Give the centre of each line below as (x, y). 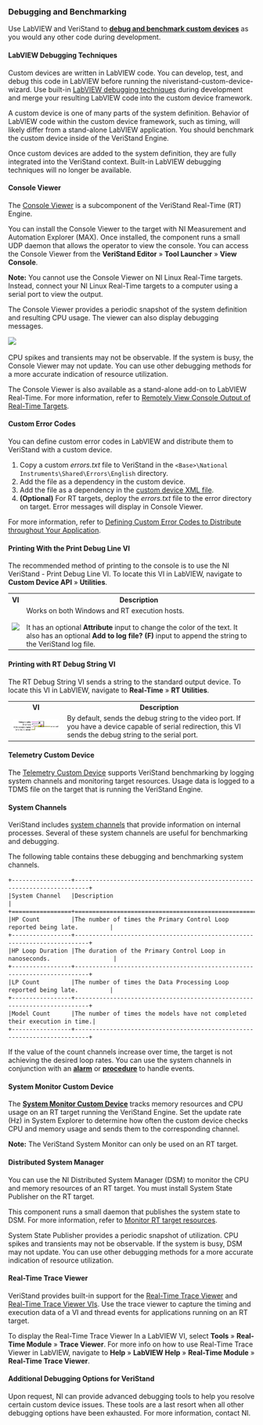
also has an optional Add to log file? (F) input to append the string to (137, 635)
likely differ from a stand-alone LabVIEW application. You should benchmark (131, 130)
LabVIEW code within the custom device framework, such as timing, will (124, 121)
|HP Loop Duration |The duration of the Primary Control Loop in (117, 951)
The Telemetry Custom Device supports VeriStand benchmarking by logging (131, 773)
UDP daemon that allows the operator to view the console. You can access (128, 245)
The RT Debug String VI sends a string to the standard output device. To (124, 681)
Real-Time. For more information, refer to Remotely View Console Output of (130, 397)
